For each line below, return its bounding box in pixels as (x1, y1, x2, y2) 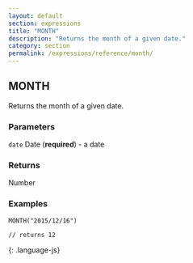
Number (8, 178, 36, 188)
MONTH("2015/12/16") (8, 216, 78, 225)
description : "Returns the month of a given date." (8, 34, 186, 43)
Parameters (8, 121, 55, 132)
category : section (8, 42, 70, 50)
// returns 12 (8, 231, 57, 239)
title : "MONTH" (8, 27, 60, 35)
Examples (8, 198, 48, 210)
